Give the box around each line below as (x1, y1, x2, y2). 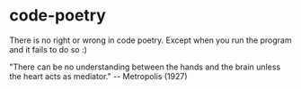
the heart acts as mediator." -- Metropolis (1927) (9, 70, 188, 81)
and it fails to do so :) (9, 44, 88, 54)
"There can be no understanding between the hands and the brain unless (9, 61, 281, 72)
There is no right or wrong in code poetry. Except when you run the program (9, 35, 292, 45)
